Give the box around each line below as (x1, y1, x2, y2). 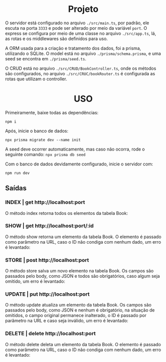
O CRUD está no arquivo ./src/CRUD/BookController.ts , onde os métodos (5, 65, 157, 71)
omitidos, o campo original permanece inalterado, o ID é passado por (5, 312, 147, 318)
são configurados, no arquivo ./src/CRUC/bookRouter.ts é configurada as (5, 70, 155, 76)
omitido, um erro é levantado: (5, 278, 65, 284)
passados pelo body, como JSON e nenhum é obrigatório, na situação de (5, 307, 155, 313)
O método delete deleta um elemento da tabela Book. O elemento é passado (5, 341, 161, 347)
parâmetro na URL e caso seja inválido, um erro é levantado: (5, 318, 129, 324)
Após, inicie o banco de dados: (5, 128, 68, 134)
